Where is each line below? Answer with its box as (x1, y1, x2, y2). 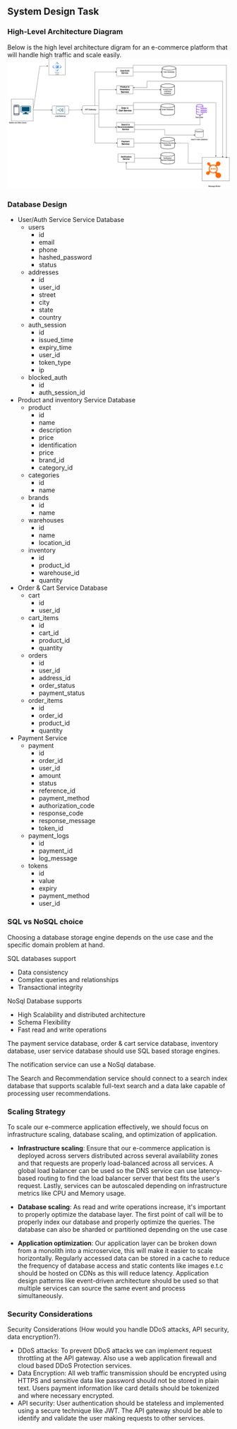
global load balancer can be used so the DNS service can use (17, 1166, 197, 1174)
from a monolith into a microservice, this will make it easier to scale (17, 1246, 213, 1254)
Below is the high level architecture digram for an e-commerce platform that (7, 42, 228, 52)
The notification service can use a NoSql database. (7, 1060, 157, 1068)
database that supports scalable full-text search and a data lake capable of (7, 1081, 226, 1090)
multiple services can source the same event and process (17, 1283, 186, 1293)
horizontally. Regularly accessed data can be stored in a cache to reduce (17, 1254, 230, 1262)
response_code (38, 809, 84, 817)
